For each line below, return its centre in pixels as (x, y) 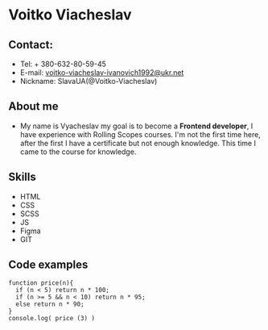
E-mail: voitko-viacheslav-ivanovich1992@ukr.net (102, 73)
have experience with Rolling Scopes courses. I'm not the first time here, (140, 134)
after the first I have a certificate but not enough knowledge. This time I (138, 143)
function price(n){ (41, 283)
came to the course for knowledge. (78, 152)
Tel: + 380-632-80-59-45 (63, 64)
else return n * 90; (50, 304)
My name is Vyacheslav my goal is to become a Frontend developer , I (136, 126)
